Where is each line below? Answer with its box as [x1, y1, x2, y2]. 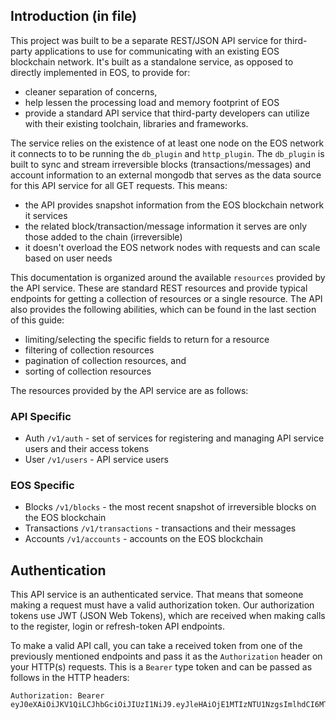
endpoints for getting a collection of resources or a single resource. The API [10, 292, 323, 304]
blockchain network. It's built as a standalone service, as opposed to [10, 55, 294, 68]
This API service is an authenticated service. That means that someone [10, 589, 304, 601]
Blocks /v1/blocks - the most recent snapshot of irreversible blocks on [24, 501, 317, 513]
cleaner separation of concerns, [24, 85, 158, 98]
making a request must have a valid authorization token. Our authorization [10, 599, 315, 611]
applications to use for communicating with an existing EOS [34, 45, 280, 57]
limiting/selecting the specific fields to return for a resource [24, 333, 270, 345]
